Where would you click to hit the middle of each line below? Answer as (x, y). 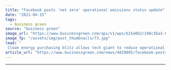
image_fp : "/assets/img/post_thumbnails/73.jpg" (58, 39)
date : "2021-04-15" (26, 15)
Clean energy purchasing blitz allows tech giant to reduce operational (86, 48)
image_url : (17, 33)
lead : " (13, 43)
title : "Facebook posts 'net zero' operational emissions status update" (85, 10)
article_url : (19, 52)
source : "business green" (33, 29)
